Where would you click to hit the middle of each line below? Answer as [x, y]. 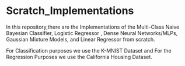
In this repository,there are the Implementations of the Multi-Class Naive [93, 27]
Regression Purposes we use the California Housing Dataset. [79, 57]
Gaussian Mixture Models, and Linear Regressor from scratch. [81, 39]
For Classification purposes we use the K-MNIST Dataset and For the [89, 50]
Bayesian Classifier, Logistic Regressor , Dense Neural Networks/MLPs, [92, 33]
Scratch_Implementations [70, 11]
